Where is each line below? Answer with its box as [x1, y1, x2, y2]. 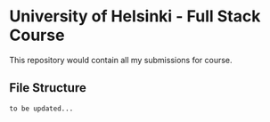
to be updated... [9, 104, 74, 113]
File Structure [9, 80, 86, 95]
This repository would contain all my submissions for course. [9, 54, 233, 65]
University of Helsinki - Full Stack [9, 6, 261, 27]
